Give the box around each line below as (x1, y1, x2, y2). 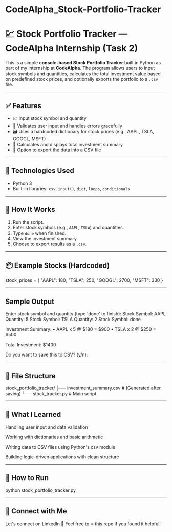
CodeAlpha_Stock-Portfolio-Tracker (5, 4, 161, 15)
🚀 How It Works (5, 205, 55, 214)
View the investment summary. (12, 235, 78, 241)
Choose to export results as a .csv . (12, 241, 87, 247)
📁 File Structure (5, 371, 56, 380)
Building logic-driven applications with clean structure (5, 454, 119, 460)
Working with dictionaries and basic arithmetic (5, 434, 103, 440)
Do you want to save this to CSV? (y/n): (5, 351, 88, 358)
